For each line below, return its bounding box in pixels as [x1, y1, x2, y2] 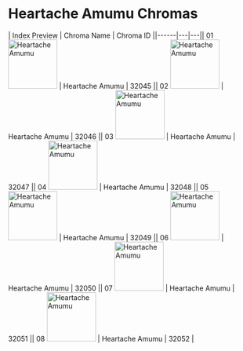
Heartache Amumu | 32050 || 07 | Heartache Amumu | [8, 283, 235, 293]
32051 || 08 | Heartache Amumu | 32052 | [8, 334, 194, 343]
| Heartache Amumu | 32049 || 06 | [58, 232, 224, 242]
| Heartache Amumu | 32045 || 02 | [58, 81, 224, 90]
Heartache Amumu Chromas [8, 5, 198, 23]
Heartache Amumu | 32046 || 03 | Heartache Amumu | [8, 131, 236, 141]
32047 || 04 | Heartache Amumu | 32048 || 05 [8, 182, 209, 192]
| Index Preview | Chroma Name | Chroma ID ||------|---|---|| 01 [8, 31, 214, 40]
